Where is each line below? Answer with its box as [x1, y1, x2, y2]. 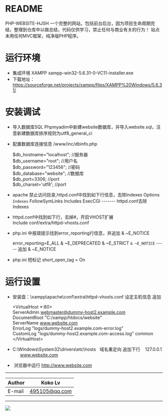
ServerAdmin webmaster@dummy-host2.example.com [12, 309, 126, 315]
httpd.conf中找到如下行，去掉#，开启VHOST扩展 [12, 214, 113, 220]
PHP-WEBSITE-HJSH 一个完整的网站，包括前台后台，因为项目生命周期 [5, 20, 151, 26]
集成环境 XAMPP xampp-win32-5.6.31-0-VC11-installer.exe [12, 70, 133, 76]
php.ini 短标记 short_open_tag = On [12, 257, 85, 263]
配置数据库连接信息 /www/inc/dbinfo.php [12, 141, 97, 147]
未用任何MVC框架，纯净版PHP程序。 [5, 33, 81, 39]
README [5, 3, 43, 15]
